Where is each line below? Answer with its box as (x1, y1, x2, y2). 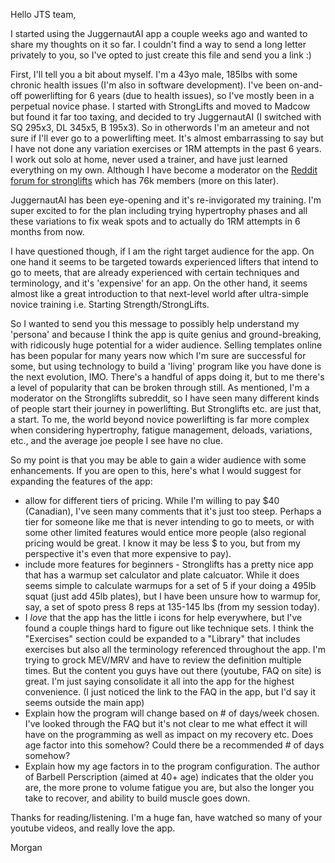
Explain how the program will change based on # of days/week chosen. (24, 707, 320, 719)
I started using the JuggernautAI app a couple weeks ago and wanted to (10, 28, 308, 39)
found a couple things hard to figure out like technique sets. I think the (24, 622, 315, 634)
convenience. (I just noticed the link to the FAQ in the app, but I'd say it (24, 686, 317, 698)
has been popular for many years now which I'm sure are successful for (10, 350, 307, 361)
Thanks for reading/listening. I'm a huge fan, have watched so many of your (10, 812, 323, 823)
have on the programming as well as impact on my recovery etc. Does (24, 729, 314, 740)
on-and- (288, 79, 323, 91)
